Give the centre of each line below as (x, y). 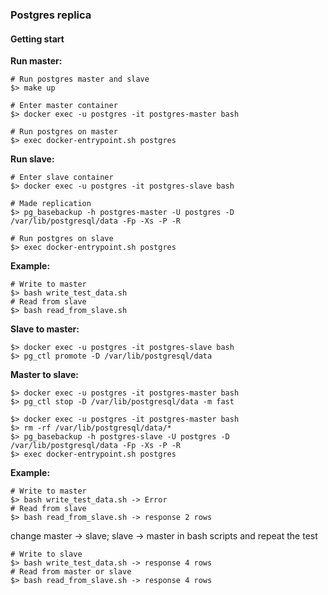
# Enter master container (64, 106)
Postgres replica (51, 15)
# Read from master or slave (71, 572)
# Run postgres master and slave (80, 79)
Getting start (37, 39)
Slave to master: (45, 329)
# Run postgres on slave (62, 239)
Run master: (36, 61)
